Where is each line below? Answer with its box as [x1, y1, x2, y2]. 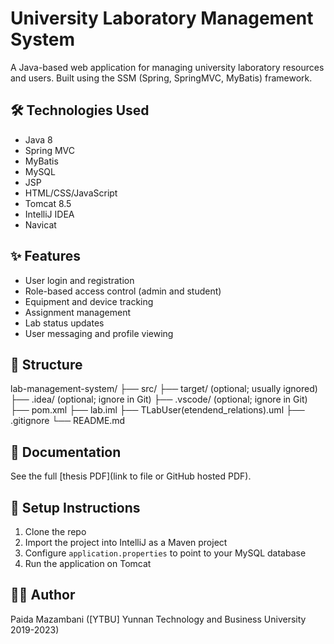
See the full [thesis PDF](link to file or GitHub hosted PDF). [10, 470, 252, 482]
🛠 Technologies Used [10, 102, 150, 119]
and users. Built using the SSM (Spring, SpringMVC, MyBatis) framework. [10, 72, 313, 84]
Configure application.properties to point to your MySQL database [24, 547, 307, 559]
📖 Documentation [10, 443, 122, 461]
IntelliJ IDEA [24, 208, 75, 220]
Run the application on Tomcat [24, 558, 152, 569]
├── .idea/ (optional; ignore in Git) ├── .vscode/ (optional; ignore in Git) [10, 393, 308, 406]
